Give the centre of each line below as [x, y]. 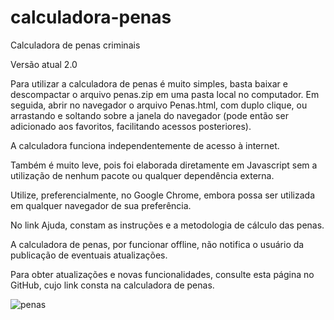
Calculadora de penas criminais [75, 45]
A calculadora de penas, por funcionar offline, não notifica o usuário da [157, 244]
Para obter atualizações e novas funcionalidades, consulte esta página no [162, 274]
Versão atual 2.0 [44, 64]
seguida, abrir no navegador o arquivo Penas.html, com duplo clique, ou [159, 105]
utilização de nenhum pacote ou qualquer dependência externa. [142, 175]
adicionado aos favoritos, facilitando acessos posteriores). [131, 126]
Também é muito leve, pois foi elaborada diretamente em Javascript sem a [164, 165]
